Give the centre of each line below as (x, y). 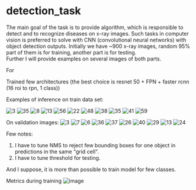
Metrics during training (34, 181)
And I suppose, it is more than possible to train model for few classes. (91, 169)
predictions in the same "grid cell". (57, 152)
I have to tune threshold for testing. (57, 157)
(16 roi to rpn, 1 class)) (33, 88)
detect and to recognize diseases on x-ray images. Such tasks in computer (98, 33)
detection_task (44, 11)
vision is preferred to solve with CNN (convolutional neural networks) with (96, 40)
